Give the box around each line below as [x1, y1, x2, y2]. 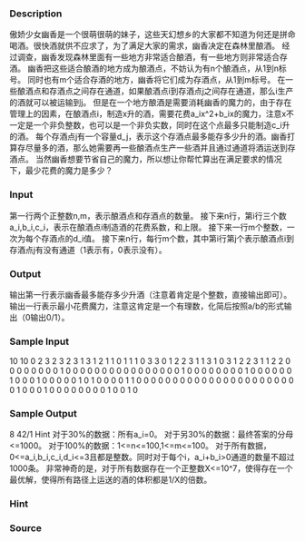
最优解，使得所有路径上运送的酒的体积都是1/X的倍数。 [9, 475, 212, 486]
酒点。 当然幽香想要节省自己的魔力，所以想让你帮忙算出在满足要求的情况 [9, 153, 282, 165]
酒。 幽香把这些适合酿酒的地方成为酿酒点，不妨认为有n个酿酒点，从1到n [9, 63, 280, 74]
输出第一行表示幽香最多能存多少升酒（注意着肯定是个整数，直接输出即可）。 [9, 289, 292, 300]
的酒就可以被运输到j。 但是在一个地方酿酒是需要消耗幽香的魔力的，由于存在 [9, 97, 292, 108]
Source [9, 522, 43, 535]
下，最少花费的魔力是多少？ [9, 165, 113, 176]
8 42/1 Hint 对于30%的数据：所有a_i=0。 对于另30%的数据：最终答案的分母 [9, 429, 294, 440]
